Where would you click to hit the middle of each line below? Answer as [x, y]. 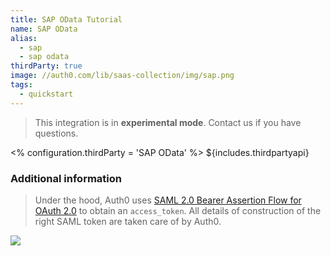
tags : [21, 85]
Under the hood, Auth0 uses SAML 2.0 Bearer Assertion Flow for [168, 200]
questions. [56, 133]
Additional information [66, 178]
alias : [24, 38]
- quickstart [46, 94]
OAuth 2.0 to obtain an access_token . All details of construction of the [178, 210]
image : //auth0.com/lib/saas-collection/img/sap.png [122, 76]
